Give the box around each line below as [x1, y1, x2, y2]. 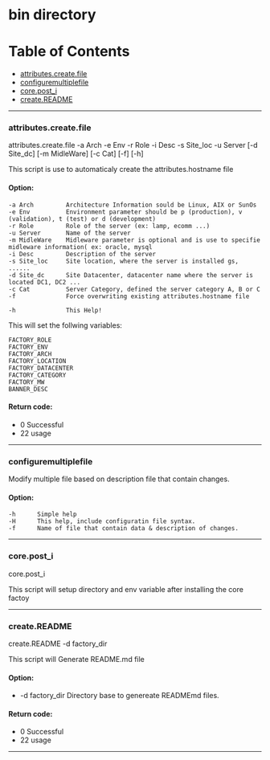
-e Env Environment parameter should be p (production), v [8, 207, 243, 216]
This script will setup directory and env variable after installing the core [8, 584, 243, 594]
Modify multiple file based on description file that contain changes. [8, 474, 231, 484]
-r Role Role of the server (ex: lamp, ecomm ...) [8, 222, 211, 230]
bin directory [8, 6, 96, 24]
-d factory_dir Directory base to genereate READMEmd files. [19, 691, 219, 701]
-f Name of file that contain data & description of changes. [8, 525, 239, 533]
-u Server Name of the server [8, 229, 131, 237]
